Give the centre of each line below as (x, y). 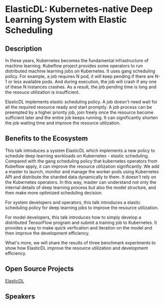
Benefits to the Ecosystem (46, 138)
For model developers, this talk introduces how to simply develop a (73, 217)
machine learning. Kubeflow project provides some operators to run (74, 66)
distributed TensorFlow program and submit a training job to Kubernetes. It (81, 223)
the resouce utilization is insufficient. (42, 92)
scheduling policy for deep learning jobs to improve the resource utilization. (82, 208)
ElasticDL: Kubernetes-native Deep (79, 9)
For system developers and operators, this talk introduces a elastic (73, 202)
